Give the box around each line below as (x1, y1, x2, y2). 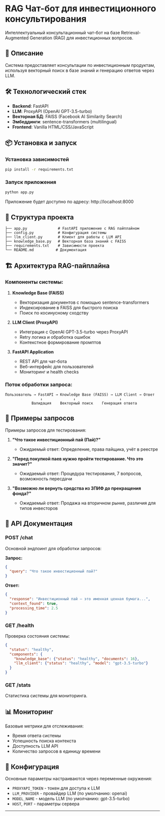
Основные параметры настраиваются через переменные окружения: (5, 775, 152, 782)
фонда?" (12, 490, 31, 496)
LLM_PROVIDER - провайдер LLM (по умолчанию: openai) (12, 790, 128, 796)
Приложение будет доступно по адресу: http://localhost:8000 (5, 199, 134, 204)
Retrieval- (121, 29, 141, 35)
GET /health (5, 622, 34, 629)
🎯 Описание (5, 49, 44, 58)
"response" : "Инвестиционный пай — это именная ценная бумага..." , (9, 597, 151, 602)
